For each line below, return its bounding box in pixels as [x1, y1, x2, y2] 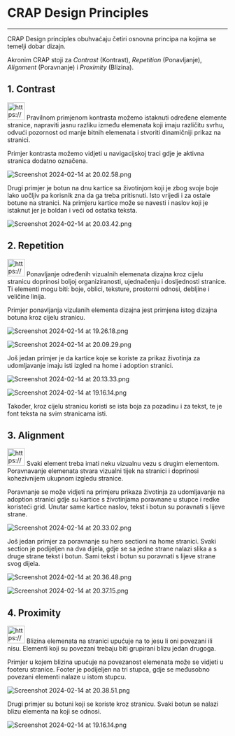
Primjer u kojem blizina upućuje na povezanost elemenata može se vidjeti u [7, 658, 224, 666]
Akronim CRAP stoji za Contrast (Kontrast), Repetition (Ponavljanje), [7, 55, 203, 64]
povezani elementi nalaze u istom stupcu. [7, 673, 127, 681]
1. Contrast [7, 83, 56, 95]
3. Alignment [7, 429, 65, 441]
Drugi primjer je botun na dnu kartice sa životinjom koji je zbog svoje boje [7, 183, 219, 192]
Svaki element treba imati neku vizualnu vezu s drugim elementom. [26, 460, 220, 468]
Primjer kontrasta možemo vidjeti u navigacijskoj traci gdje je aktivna [7, 149, 205, 157]
